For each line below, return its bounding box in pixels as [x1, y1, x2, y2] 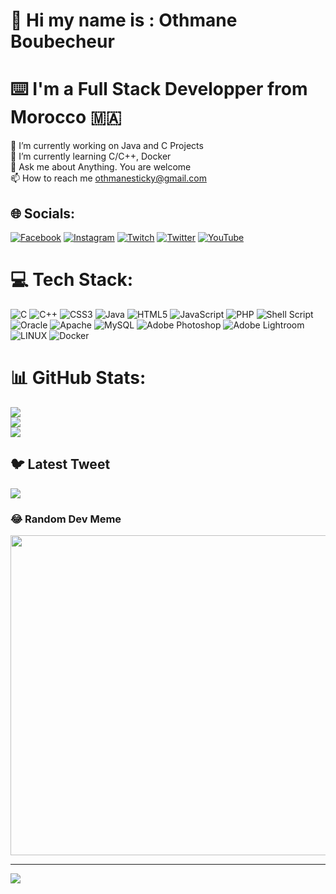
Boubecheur [10, 30, 115, 53]
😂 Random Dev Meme [10, 512, 122, 526]
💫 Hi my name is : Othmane [10, 9, 238, 32]
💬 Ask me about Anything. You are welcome [10, 161, 192, 173]
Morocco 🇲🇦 [10, 106, 122, 129]
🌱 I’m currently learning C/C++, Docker [10, 150, 172, 163]
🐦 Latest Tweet [10, 456, 111, 473]
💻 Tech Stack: [10, 269, 134, 291]
